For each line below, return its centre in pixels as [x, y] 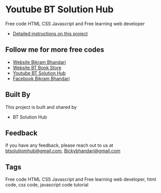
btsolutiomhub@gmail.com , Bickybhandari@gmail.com [63, 151]
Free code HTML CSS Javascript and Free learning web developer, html [81, 179]
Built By [18, 95]
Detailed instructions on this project [50, 33]
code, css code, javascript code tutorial [47, 185]
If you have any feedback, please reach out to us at [59, 145]
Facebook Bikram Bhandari [41, 79]
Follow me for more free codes [55, 50]
